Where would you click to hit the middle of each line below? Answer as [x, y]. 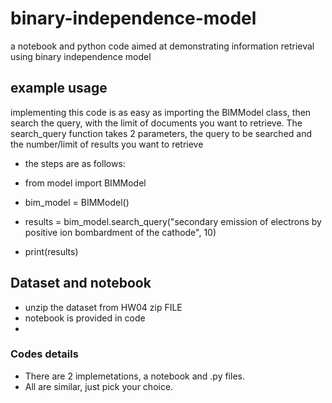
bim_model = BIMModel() [77, 202]
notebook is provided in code [85, 318]
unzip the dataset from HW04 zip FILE [103, 307]
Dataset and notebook [81, 283]
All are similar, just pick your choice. [99, 386]
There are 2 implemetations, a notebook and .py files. [134, 376]
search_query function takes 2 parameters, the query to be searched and [161, 133]
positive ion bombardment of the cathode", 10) [120, 232]
